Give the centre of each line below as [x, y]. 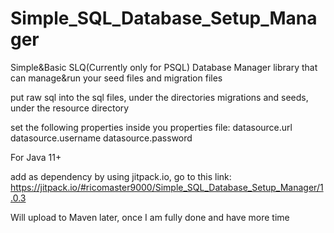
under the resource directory [70, 108]
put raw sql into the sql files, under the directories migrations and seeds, [159, 97]
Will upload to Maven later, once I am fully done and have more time [150, 217]
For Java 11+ [36, 157]
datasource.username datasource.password [101, 138]
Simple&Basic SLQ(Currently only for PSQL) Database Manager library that [164, 67]
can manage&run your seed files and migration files [116, 78]
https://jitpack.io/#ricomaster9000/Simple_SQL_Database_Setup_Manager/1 [167, 187]
